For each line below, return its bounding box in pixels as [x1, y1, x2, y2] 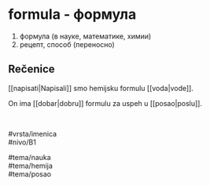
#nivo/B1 [8, 137, 37, 147]
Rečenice [8, 63, 55, 76]
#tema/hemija [8, 161, 53, 170]
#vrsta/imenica [8, 129, 57, 138]
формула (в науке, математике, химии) [19, 31, 152, 41]
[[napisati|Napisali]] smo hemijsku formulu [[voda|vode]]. [8, 83, 194, 93]
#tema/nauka [8, 152, 51, 162]
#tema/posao [8, 169, 52, 178]
